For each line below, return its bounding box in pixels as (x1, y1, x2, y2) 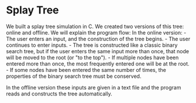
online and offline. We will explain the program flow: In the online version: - (6, 29, 187, 36)
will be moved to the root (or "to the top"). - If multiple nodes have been (6, 54, 179, 61)
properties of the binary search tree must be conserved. (6, 73, 142, 80)
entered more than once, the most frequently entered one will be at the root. (6, 60, 190, 67)
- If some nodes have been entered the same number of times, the (6, 66, 167, 73)
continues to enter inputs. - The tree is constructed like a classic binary (6, 42, 178, 49)
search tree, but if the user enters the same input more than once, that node (6, 47, 189, 54)
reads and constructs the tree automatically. (6, 90, 112, 97)
